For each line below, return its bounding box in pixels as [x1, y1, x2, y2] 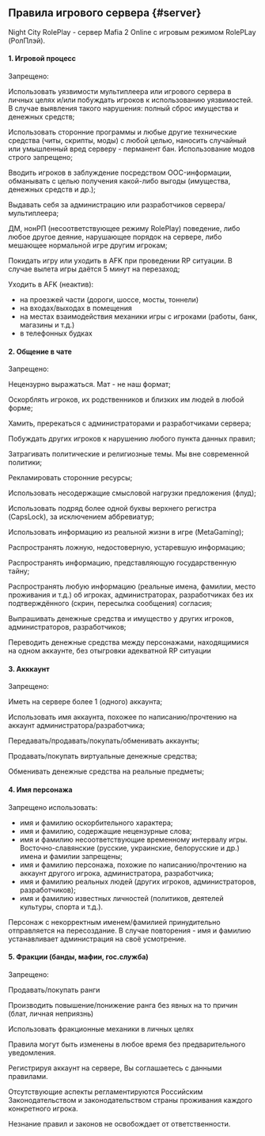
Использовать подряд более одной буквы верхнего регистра [8, 504, 217, 513]
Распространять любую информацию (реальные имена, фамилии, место [8, 581, 256, 592]
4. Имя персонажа [8, 785, 73, 794]
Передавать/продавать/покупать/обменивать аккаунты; [8, 736, 200, 746]
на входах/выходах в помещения [19, 304, 132, 313]
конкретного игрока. [8, 1104, 78, 1113]
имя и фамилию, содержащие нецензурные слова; [19, 826, 192, 835]
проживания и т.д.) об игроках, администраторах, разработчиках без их [8, 590, 254, 600]
